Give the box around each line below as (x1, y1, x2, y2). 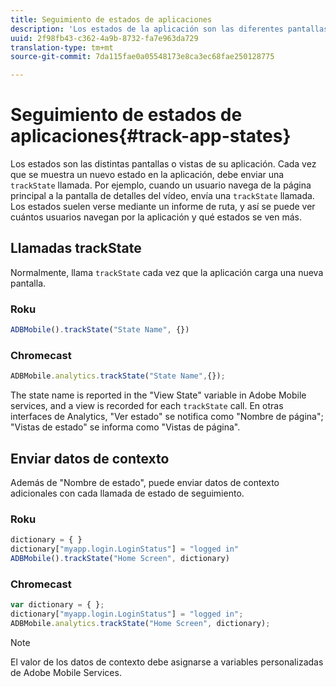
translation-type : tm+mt (10, 42, 114, 53)
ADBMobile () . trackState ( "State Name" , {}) (10, 325, 190, 335)
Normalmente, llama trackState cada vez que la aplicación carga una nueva (10, 266, 324, 278)
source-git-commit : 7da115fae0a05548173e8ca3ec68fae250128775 (10, 52, 275, 62)
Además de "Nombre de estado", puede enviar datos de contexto (10, 477, 280, 489)
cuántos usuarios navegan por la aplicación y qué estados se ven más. (10, 211, 302, 223)
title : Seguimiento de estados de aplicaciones (10, 14, 213, 25)
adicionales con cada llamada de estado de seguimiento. (10, 487, 245, 500)
